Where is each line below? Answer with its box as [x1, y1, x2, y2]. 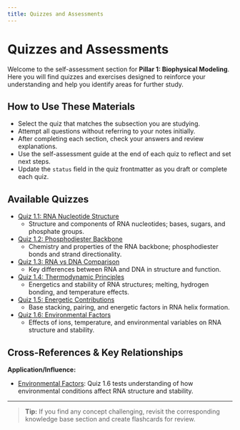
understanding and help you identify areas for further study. [7, 80, 184, 88]
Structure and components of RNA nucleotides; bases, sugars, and [28, 220, 226, 228]
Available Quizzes [7, 193, 89, 205]
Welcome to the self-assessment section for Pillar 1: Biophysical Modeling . [7, 65, 230, 73]
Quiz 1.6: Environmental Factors [17, 311, 111, 319]
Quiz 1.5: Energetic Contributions [17, 295, 115, 304]
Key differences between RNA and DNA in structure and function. [28, 265, 221, 274]
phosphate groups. [28, 227, 84, 236]
